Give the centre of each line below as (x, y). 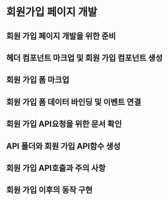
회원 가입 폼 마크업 (38, 80)
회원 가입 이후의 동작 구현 (50, 190)
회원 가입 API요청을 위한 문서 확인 (64, 124)
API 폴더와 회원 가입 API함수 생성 (63, 146)
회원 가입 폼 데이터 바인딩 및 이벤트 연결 (74, 102)
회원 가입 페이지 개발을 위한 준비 (61, 36)
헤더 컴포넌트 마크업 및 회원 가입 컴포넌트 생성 (85, 58)
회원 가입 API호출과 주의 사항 (56, 168)
